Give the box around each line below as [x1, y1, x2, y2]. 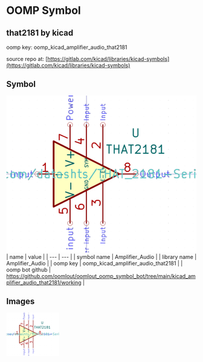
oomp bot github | [6, 266, 51, 273]
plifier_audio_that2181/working [6, 279, 82, 286]
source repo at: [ [6, 56, 48, 62]
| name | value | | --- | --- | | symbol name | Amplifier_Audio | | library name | [6, 253, 197, 260]
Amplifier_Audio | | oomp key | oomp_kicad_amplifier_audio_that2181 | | [6, 259, 183, 267]
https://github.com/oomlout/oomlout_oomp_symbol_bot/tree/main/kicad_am [6, 272, 196, 279]
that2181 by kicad [6, 28, 74, 38]
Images [6, 296, 35, 306]
